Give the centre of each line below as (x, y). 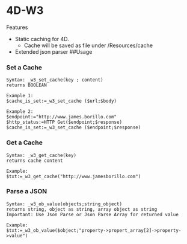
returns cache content (35, 161)
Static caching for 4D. (42, 39)
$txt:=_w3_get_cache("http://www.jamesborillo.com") (74, 176)
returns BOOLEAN (26, 85)
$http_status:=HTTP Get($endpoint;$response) (64, 122)
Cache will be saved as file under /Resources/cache (88, 45)
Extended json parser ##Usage (54, 51)
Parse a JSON (27, 191)
